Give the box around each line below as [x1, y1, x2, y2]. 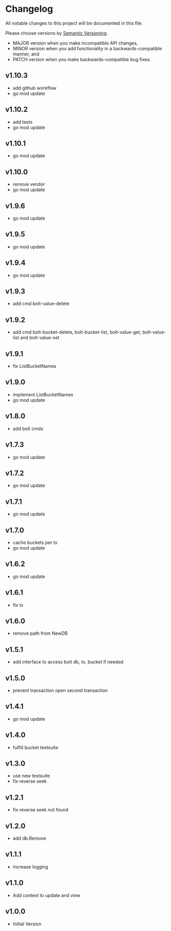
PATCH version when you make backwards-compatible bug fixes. [12, 56, 151, 62]
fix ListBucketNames [12, 363, 56, 370]
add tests [12, 119, 33, 125]
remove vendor [12, 181, 45, 187]
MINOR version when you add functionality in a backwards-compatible [12, 45, 162, 51]
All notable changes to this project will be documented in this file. [5, 20, 143, 26]
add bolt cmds [12, 425, 44, 432]
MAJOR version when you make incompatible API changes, [12, 40, 138, 46]
